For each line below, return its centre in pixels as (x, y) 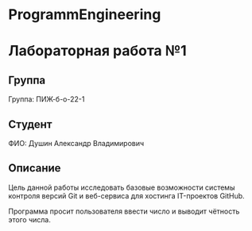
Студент (31, 124)
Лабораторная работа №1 (97, 51)
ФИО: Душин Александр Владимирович (76, 143)
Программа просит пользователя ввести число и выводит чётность (124, 211)
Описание (35, 168)
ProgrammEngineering (85, 15)
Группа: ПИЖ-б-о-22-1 (47, 99)
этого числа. (30, 219)
